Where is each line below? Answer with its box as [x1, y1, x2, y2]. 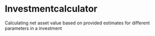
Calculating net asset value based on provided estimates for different [5, 20, 150, 26]
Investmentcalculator [5, 3, 98, 15]
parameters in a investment [5, 25, 62, 31]
